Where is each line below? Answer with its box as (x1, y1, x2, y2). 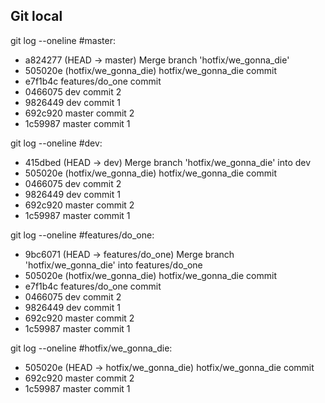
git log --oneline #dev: (10, 137, 103, 149)
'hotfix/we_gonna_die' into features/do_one (24, 259, 203, 271)
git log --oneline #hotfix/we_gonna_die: (10, 342, 173, 354)
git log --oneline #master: (10, 34, 116, 46)
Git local (10, 8, 63, 25)
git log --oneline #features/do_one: (10, 229, 155, 241)
